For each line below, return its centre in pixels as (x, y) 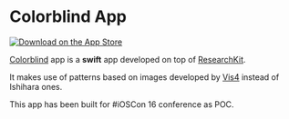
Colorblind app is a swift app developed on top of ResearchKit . (128, 59)
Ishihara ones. (36, 86)
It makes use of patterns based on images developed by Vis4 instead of (144, 77)
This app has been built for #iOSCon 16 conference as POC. (122, 104)
